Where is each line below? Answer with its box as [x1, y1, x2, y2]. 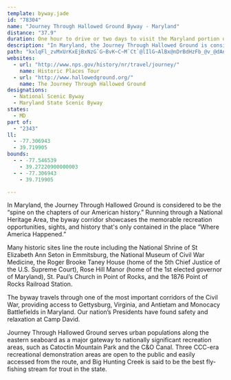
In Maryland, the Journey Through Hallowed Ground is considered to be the [7, 201, 221, 210]
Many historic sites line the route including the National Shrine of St [7, 243, 198, 252]
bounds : [7, 150, 30, 158]
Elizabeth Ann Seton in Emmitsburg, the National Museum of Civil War [7, 251, 205, 259]
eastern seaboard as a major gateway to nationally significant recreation [7, 336, 212, 344]
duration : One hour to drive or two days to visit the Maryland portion [7, 36, 220, 43]
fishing [7, 365, 27, 373]
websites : [7, 55, 36, 62]
